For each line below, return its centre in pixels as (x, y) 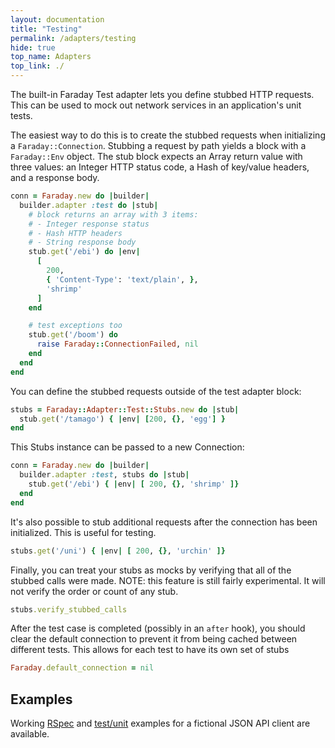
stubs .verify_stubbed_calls (69, 609)
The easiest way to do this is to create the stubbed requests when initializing (168, 135)
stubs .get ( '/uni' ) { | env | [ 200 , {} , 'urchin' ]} (118, 551)
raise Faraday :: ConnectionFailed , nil (117, 344)
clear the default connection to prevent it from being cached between (154, 639)
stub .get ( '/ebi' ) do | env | (84, 252)
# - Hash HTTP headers (75, 233)
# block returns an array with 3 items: (113, 214)
